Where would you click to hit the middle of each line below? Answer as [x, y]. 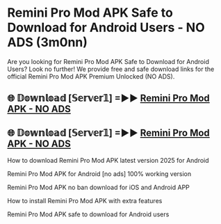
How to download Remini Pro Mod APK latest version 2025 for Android [108, 161]
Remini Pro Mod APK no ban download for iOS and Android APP [98, 187]
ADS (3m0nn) [48, 42]
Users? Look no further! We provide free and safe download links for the [111, 69]
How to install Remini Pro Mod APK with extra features [85, 201]
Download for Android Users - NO [106, 27]
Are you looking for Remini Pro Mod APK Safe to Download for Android [108, 61]
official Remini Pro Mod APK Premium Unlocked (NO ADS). [91, 76]
